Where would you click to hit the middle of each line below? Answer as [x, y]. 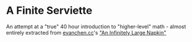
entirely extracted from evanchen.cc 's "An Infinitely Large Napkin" [86, 32]
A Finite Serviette [49, 11]
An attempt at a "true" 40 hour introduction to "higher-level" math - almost [96, 26]
